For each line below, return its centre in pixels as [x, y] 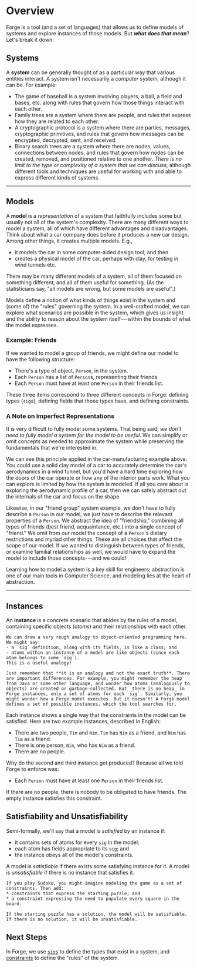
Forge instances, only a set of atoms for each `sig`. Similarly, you [94, 694]
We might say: [23, 642]
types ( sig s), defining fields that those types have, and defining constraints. [98, 401]
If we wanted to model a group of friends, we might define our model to [92, 353]
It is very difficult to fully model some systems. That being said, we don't [94, 429]
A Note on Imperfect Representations [60, 416]
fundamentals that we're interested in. [52, 448]
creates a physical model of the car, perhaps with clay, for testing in [96, 258]
